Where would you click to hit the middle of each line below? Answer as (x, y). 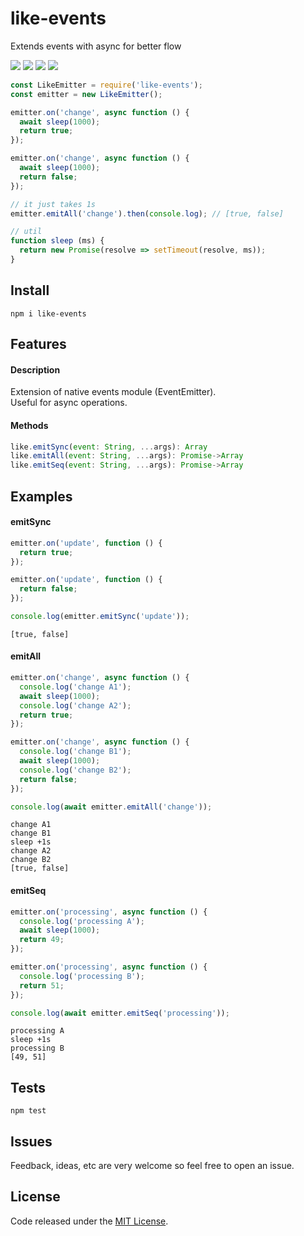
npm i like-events (48, 313)
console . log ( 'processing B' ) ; (82, 976)
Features (38, 344)
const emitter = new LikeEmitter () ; (86, 94)
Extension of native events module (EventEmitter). (113, 392)
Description (35, 369)
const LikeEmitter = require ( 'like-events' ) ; (106, 85)
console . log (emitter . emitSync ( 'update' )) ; (100, 617)
